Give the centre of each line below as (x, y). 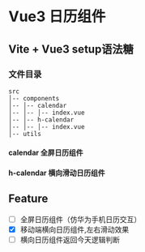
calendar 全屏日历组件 (46, 153)
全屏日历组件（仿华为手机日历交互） (81, 219)
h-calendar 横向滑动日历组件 (57, 173)
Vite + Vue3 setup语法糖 (71, 49)
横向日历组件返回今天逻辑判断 (70, 239)
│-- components (34, 98)
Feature (28, 199)
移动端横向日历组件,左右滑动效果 (75, 229)
